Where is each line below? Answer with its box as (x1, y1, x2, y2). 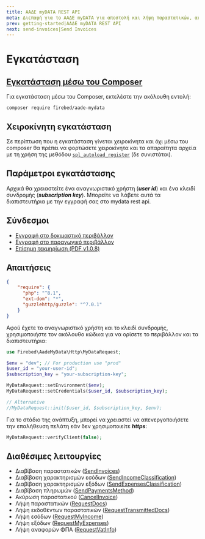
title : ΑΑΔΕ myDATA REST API (6, 9, 81, 15)
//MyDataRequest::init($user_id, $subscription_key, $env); (6, 405, 163, 411)
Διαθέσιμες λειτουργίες (6, 451, 102, 461)
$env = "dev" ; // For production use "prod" (6, 360, 121, 366)
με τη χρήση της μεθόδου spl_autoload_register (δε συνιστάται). (6, 151, 173, 158)
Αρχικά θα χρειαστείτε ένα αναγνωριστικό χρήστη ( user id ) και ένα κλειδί (6, 184, 195, 192)
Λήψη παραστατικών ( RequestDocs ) (15, 500, 108, 507)
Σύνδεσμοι (6, 216, 49, 226)
